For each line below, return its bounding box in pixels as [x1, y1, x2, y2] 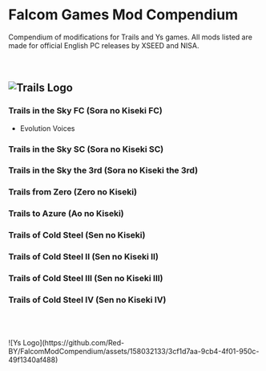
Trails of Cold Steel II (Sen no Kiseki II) [8, 251, 159, 263]
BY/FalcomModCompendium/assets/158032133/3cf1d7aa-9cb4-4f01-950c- [8, 347, 260, 357]
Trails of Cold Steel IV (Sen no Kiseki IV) [8, 295, 167, 305]
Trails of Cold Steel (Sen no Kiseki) [8, 230, 146, 241]
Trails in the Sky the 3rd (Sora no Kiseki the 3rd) [8, 165, 199, 176]
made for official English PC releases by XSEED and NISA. [8, 40, 199, 50]
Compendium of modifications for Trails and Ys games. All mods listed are [8, 32, 252, 42]
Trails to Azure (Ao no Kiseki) [8, 208, 124, 219]
